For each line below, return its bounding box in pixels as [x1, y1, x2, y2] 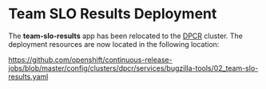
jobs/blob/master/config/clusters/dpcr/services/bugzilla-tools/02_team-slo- [8, 63, 259, 72]
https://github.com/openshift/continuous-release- [8, 55, 173, 64]
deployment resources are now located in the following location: [8, 39, 220, 48]
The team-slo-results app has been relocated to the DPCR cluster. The [8, 31, 244, 41]
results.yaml [8, 72, 49, 81]
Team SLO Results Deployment [8, 5, 217, 23]
